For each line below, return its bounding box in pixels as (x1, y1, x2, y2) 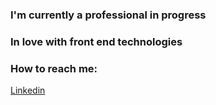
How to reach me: (10, 61, 98, 75)
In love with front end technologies (10, 34, 183, 48)
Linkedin (10, 84, 46, 97)
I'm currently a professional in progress (10, 8, 207, 22)
